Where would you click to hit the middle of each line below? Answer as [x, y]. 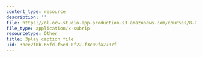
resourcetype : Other [32, 34]
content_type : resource [36, 12]
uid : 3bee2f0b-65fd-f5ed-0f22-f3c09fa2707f [62, 45]
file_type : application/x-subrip [48, 28]
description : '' [26, 17]
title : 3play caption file [40, 39]
